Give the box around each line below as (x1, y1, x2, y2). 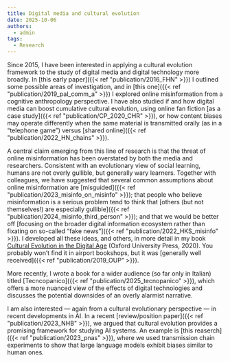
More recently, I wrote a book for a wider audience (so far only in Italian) (7, 269, 211, 278)
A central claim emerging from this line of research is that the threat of (7, 147, 206, 155)
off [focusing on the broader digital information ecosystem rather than (7, 220, 205, 228)
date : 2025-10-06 (7, 16, 57, 23)
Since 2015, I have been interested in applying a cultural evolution (7, 61, 193, 69)
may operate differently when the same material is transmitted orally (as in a (7, 119, 222, 127)
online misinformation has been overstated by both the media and (7, 154, 194, 162)
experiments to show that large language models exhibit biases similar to (7, 341, 213, 349)
